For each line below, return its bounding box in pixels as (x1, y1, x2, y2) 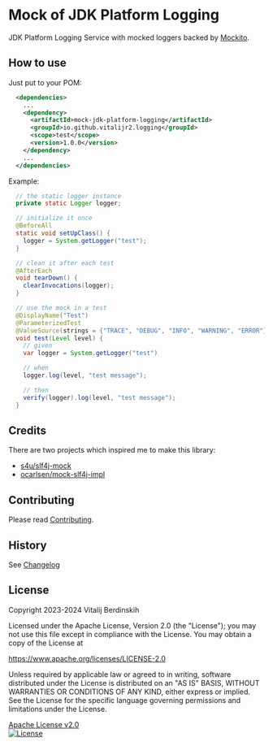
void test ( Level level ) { (15, 334, 104, 342)
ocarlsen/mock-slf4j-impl (19, 470, 106, 479)
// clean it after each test (15, 258, 115, 267)
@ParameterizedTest (15, 319, 82, 327)
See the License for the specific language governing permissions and (8, 695, 241, 705)
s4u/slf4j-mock (19, 461, 71, 471)
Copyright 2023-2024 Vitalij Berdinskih (8, 605, 140, 614)
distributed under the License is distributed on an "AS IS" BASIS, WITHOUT (8, 678, 260, 687)
